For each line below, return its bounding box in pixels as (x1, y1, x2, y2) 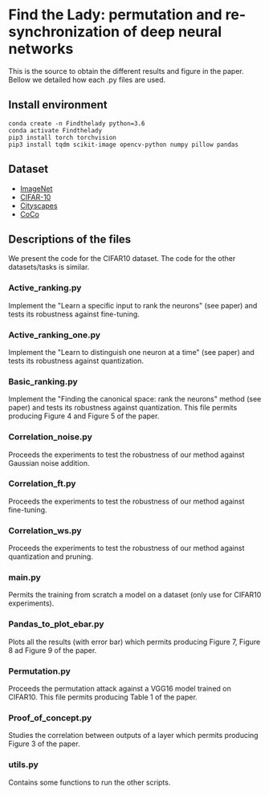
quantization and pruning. (8, 552, 94, 561)
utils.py (8, 759, 39, 770)
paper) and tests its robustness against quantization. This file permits (8, 403, 238, 413)
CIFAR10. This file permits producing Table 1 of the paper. (8, 692, 198, 702)
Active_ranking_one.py (8, 329, 101, 340)
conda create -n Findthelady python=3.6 (8, 119, 146, 128)
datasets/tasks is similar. (8, 263, 90, 272)
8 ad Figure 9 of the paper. (8, 645, 97, 655)
